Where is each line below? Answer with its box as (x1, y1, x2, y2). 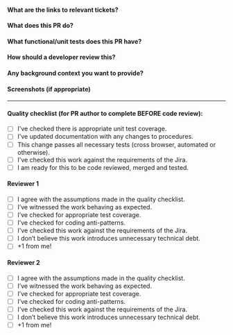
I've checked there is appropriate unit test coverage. (17, 125, 167, 133)
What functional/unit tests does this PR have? (7, 37, 142, 45)
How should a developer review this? (7, 53, 116, 62)
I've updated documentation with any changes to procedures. (17, 132, 194, 141)
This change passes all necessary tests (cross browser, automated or (17, 140, 216, 148)
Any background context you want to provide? (7, 69, 144, 77)
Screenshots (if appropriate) (7, 85, 92, 93)
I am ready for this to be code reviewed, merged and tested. (17, 163, 189, 171)
